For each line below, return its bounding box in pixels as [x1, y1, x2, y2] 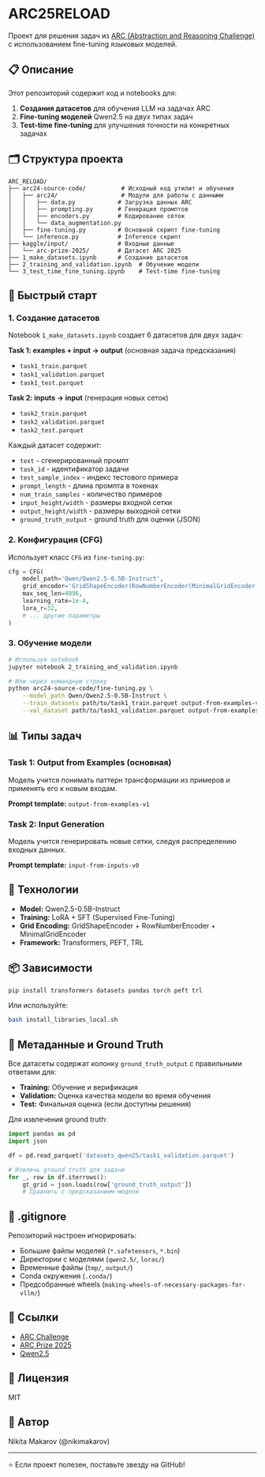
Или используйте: [8, 1000, 69, 1010]
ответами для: [8, 1068, 57, 1077]
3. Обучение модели [8, 638, 92, 649]
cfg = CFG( [8, 567, 44, 575]
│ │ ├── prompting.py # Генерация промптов [8, 205, 189, 213]
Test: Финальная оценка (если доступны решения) [19, 1099, 192, 1109]
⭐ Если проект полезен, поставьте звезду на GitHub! [8, 1460, 185, 1469]
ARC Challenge [19, 1332, 69, 1341]
